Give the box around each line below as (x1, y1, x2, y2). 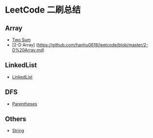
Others (5, 115, 27, 123)
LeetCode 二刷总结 (5, 4, 81, 15)
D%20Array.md (12, 47, 43, 53)
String (12, 128, 25, 134)
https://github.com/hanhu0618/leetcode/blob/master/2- (38, 42, 149, 47)
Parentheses (12, 101, 38, 107)
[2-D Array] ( (12, 42, 38, 47)
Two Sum (12, 37, 31, 43)
